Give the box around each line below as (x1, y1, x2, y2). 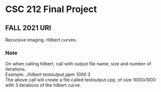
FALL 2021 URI (5, 24, 52, 32)
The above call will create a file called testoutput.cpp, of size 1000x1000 (5, 77, 156, 83)
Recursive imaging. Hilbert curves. (5, 37, 77, 43)
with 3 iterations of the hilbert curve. (5, 82, 82, 88)
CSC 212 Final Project (5, 4, 97, 15)
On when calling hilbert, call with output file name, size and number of (5, 61, 151, 67)
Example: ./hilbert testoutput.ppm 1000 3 (5, 71, 91, 77)
